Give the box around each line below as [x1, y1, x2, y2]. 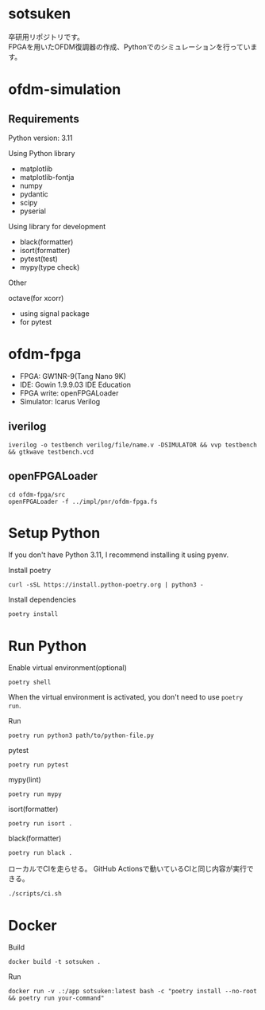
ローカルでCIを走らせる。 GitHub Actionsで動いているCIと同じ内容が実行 [8, 864, 248, 874]
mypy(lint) [8, 775, 41, 785]
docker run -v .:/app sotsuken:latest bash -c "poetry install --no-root [8, 988, 258, 996]
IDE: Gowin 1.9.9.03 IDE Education [19, 380, 132, 389]
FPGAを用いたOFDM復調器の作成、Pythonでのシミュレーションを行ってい [8, 41, 251, 52]
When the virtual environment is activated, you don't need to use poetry [8, 692, 244, 702]
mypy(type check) [19, 262, 80, 271]
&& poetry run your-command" [8, 994, 105, 1003]
